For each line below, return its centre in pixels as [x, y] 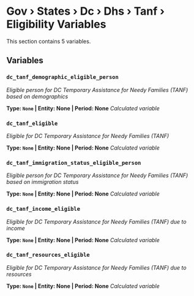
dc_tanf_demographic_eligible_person [63, 77]
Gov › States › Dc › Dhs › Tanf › [86, 11]
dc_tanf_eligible [32, 123]
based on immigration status [43, 182]
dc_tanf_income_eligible [43, 209]
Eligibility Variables [56, 24]
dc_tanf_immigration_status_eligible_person [74, 163]
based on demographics [37, 96]
